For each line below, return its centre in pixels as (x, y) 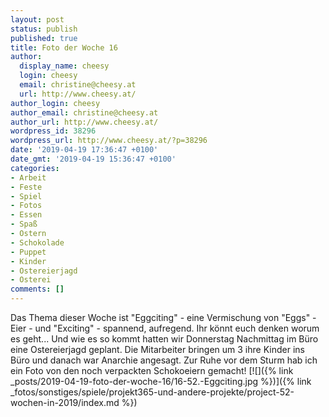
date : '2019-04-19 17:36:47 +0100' (84, 150)
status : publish (44, 29)
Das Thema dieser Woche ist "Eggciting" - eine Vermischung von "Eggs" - (163, 317)
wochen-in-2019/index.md (65, 402)
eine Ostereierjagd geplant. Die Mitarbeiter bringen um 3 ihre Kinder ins (157, 349)
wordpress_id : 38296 (53, 131)
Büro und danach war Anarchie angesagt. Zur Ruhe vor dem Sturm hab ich (164, 360)
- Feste (26, 187)
